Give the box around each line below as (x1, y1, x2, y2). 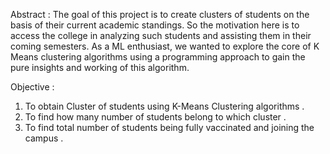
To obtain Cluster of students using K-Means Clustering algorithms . (24, 100, 305, 112)
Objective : (10, 81, 55, 93)
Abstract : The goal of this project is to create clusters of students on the (10, 9, 310, 20)
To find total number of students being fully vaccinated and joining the (24, 122, 315, 133)
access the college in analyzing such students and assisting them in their (10, 30, 312, 41)
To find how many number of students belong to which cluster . (24, 111, 287, 123)
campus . (24, 132, 64, 144)
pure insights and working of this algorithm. (10, 62, 190, 73)
